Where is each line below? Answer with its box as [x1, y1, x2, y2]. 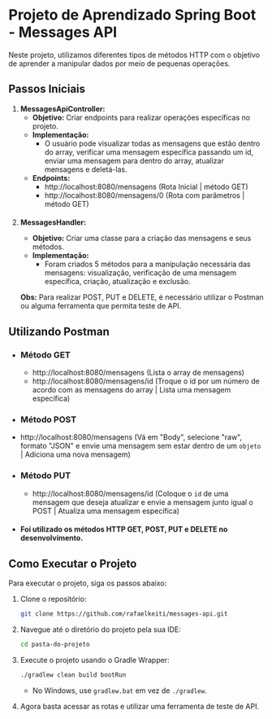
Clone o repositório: [19, 594, 87, 604]
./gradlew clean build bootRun [19, 670, 127, 679]
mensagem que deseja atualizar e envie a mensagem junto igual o [32, 497, 254, 506]
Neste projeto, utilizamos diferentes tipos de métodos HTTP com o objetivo [8, 50, 261, 59]
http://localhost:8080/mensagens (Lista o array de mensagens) [32, 368, 245, 378]
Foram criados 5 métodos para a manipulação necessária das [44, 259, 251, 270]
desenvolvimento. [19, 533, 84, 543]
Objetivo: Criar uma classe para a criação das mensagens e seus [32, 234, 252, 243]
